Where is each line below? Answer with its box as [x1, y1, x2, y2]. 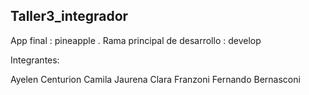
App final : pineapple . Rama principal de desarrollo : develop [10, 34, 262, 46]
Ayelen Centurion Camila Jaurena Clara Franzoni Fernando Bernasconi [10, 73, 301, 85]
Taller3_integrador [10, 8, 129, 25]
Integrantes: [10, 54, 60, 66]
